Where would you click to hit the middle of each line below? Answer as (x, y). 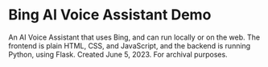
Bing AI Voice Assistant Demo (110, 15)
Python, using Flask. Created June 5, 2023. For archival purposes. (118, 54)
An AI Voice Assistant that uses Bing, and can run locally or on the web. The (134, 37)
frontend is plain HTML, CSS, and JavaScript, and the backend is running (130, 45)
